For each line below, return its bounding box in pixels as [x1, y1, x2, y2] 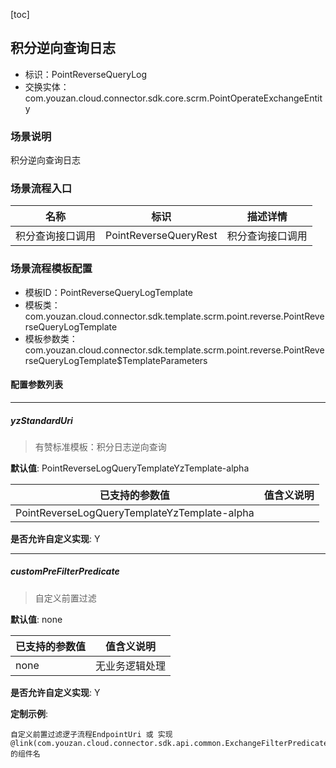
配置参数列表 [10, 379, 63, 391]
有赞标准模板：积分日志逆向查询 [34, 440, 167, 453]
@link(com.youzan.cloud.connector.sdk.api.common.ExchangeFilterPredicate [10, 738, 329, 748]
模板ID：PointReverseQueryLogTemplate [24, 286, 193, 298]
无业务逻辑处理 [95, 659, 167, 673]
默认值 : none [10, 613, 63, 625]
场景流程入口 [10, 182, 73, 196]
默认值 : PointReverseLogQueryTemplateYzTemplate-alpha [10, 462, 250, 474]
